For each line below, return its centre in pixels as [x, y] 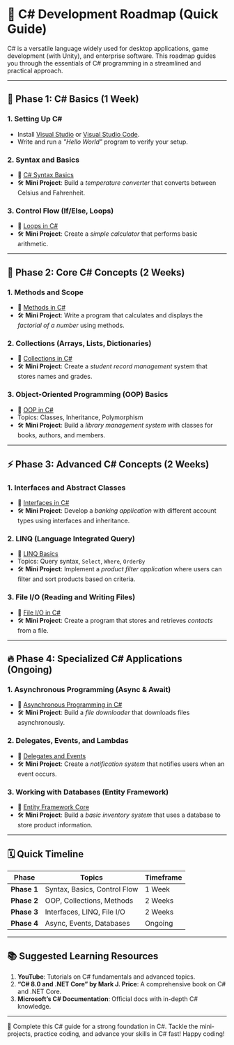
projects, [20, 1033]
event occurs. [37, 774]
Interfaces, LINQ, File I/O [85, 912]
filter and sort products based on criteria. [76, 579]
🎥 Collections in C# [45, 359]
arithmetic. [33, 244]
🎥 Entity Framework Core [53, 807]
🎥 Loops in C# [38, 226]
